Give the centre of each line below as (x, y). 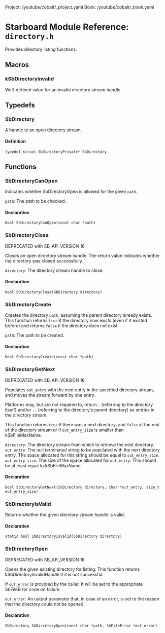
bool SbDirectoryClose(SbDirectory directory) (54, 292)
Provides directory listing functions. (41, 49)
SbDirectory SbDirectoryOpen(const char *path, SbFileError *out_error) (81, 626)
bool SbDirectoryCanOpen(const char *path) (50, 223)
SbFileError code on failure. (33, 589)
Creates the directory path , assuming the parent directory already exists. (79, 315)
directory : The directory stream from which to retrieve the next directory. (80, 445)
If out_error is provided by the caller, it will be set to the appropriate (74, 584)
